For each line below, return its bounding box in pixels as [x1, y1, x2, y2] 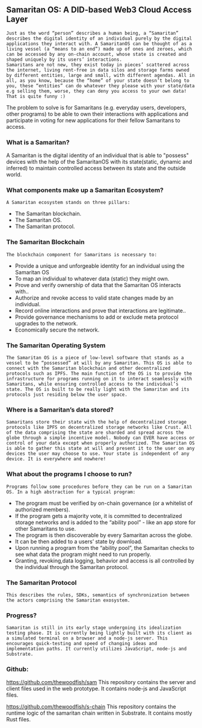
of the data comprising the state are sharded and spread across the [6, 430, 185, 436]
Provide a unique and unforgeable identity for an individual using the [14, 262, 185, 270]
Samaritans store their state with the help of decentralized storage [6, 419, 187, 425]
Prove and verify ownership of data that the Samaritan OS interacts [14, 281, 182, 288]
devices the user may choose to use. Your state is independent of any [6, 451, 189, 457]
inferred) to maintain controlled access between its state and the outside [6, 165, 186, 172]
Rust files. [6, 716, 31, 723]
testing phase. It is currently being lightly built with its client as [6, 630, 192, 637]
